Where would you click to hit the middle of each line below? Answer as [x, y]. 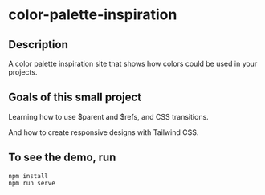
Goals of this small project [75, 97]
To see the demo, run [62, 158]
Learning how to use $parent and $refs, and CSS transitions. [108, 116]
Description [38, 45]
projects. [23, 72]
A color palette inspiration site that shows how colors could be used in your [133, 63]
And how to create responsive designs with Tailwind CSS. [104, 132]
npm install [28, 176]
